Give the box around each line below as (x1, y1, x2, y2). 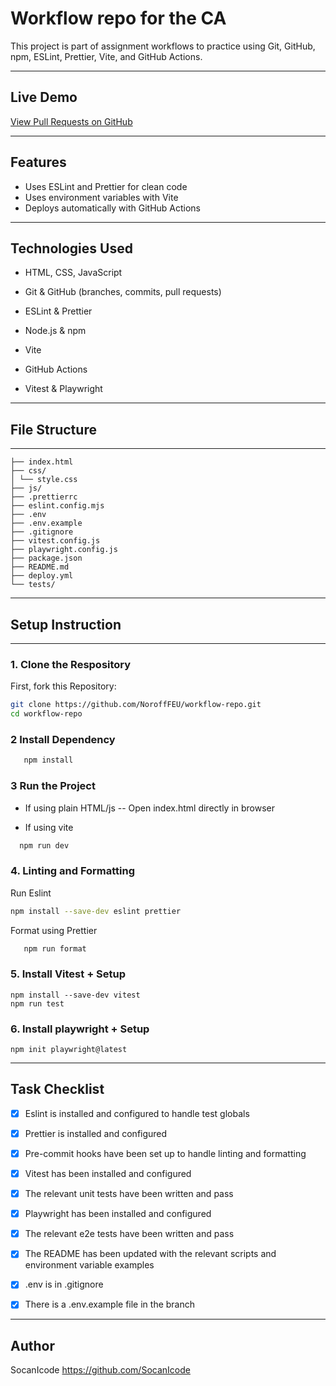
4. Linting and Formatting (10, 864, 136, 878)
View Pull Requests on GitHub (10, 115, 133, 127)
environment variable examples (24, 1259, 155, 1271)
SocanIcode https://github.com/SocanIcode (10, 1364, 191, 1376)
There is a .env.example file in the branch (24, 1298, 196, 1311)
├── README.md (10, 562, 70, 572)
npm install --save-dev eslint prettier (10, 906, 182, 916)
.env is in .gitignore (24, 1278, 104, 1291)
